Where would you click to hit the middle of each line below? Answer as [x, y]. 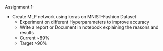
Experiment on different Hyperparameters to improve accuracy [84, 22]
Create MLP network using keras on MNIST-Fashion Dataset [74, 17]
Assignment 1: [19, 7]
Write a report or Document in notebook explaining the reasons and [89, 27]
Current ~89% [35, 38]
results [27, 32]
